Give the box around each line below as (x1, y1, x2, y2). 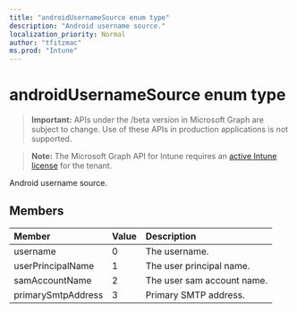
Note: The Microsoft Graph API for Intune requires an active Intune (30, 151, 277, 162)
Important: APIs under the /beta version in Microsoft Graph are (30, 114, 264, 125)
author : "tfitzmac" (9, 38, 82, 47)
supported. (30, 133, 72, 144)
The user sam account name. (145, 274, 268, 286)
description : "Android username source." (9, 21, 166, 30)
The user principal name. (145, 259, 250, 272)
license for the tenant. (30, 160, 113, 171)
